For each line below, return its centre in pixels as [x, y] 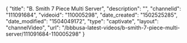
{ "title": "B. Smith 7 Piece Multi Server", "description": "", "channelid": [93, 9]
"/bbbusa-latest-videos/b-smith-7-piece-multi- [121, 27]
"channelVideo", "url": [33, 27]
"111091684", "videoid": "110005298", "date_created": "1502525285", [92, 15]
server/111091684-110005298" [43, 34]
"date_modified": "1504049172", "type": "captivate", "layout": [82, 21]
